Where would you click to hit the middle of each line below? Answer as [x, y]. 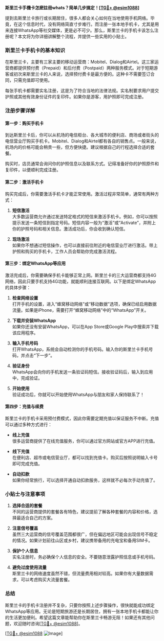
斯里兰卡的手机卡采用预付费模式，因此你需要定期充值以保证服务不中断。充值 [82, 418]
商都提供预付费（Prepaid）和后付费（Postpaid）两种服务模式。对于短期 [81, 68]
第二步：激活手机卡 [24, 182]
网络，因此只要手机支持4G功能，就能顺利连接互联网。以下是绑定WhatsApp [81, 281]
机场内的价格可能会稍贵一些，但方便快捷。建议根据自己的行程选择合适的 [78, 147]
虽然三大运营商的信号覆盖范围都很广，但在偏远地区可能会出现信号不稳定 [85, 534]
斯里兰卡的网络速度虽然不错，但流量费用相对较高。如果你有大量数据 [81, 573]
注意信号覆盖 [25, 528]
